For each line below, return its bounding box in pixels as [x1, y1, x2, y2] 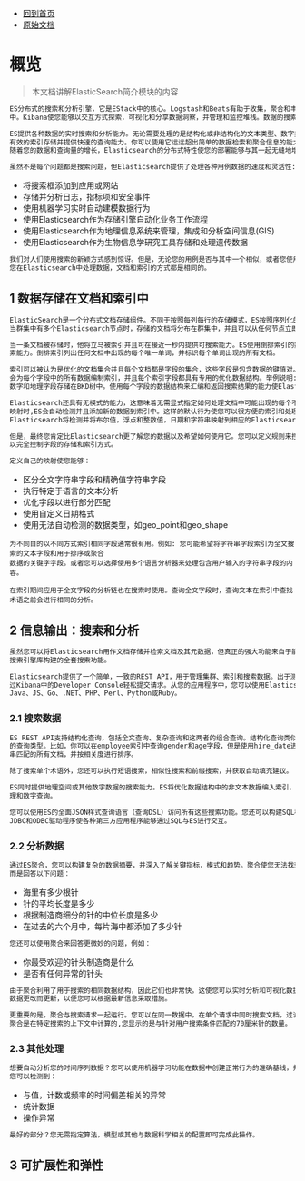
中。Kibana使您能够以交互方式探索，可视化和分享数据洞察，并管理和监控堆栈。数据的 [9, 113, 284, 122]
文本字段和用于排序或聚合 [22, 549, 104, 559]
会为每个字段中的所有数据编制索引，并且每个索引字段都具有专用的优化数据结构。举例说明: [9, 373, 298, 383]
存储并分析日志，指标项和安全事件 [22, 192, 151, 203]
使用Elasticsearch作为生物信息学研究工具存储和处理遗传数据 [22, 237, 248, 248]
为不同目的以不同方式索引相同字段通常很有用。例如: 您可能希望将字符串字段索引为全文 [9, 540, 288, 549]
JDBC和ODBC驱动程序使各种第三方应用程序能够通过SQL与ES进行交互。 [9, 816, 231, 825]
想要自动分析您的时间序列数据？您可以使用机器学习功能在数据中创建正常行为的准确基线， [9, 1064, 293, 1073]
